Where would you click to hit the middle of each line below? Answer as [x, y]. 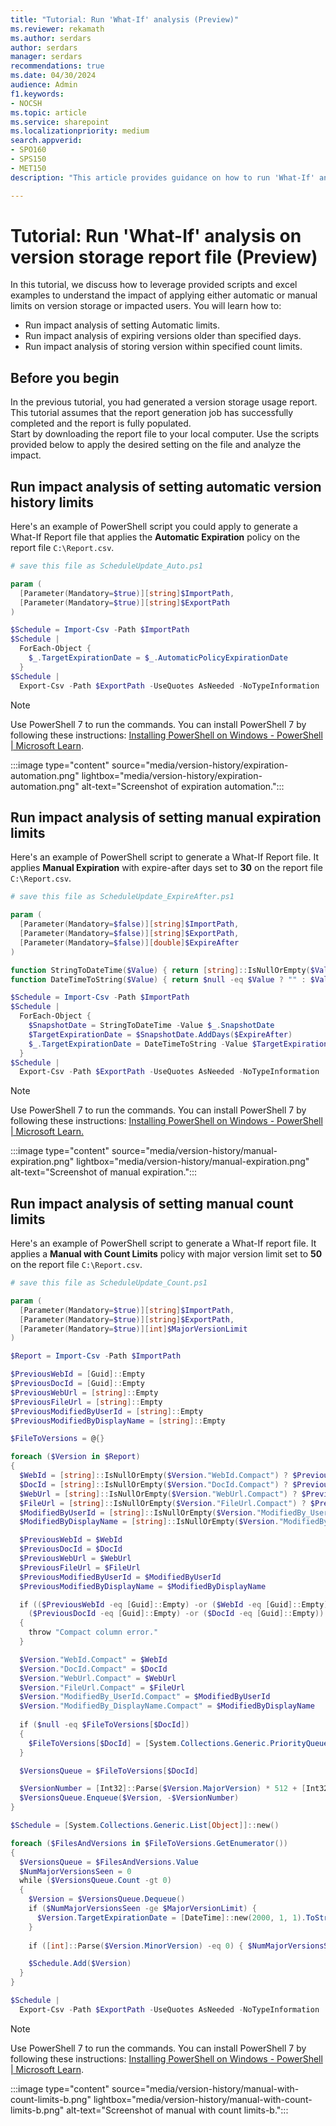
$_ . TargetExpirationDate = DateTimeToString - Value [138, 1044]
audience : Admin [44, 85]
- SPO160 [28, 150]
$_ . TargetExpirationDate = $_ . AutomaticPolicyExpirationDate [158, 658]
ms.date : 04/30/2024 [53, 76]
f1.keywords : [37, 94]
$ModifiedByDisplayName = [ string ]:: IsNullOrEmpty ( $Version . [149, 1522]
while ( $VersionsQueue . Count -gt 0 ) [95, 1881]
